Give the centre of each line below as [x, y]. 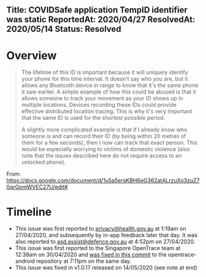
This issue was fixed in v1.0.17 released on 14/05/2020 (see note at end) [106, 268]
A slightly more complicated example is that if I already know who [104, 130]
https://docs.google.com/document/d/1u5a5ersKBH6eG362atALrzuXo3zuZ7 [103, 180]
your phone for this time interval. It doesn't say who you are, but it [105, 79]
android [25, 261]
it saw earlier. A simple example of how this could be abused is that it [109, 92]
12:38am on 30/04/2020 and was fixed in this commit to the [91, 255]
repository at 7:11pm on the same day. [84, 261]
